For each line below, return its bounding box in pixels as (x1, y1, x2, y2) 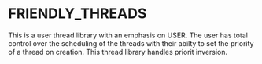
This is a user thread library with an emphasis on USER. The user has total (8, 30, 248, 40)
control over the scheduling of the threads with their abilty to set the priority (8, 38, 254, 48)
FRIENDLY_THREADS (8, 5, 147, 23)
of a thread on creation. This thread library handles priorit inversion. (8, 47, 228, 56)
